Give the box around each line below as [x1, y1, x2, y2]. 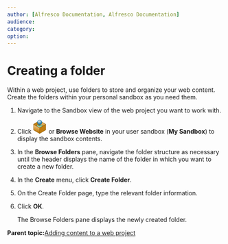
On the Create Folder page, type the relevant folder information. [16, 189, 198, 197]
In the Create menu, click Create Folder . [16, 175, 132, 184]
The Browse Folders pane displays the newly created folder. [16, 216, 187, 224]
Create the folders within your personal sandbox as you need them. [7, 93, 198, 101]
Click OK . [16, 202, 45, 210]
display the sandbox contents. [16, 134, 103, 143]
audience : [7, 18, 36, 25]
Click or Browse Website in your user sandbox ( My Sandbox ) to [16, 127, 215, 136]
